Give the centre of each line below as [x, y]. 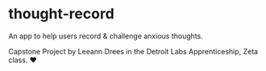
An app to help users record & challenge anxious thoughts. [106, 36]
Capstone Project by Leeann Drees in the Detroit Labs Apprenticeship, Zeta [133, 51]
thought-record [61, 14]
